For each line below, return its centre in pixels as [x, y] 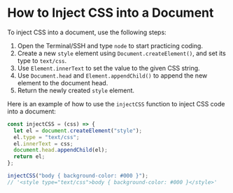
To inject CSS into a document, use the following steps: [87, 32]
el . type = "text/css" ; [47, 137]
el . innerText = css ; [43, 144]
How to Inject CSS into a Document [111, 13]
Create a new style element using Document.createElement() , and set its [121, 53]
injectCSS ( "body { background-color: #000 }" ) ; [78, 176]
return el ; [29, 157]
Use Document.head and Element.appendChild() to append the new [112, 76]
